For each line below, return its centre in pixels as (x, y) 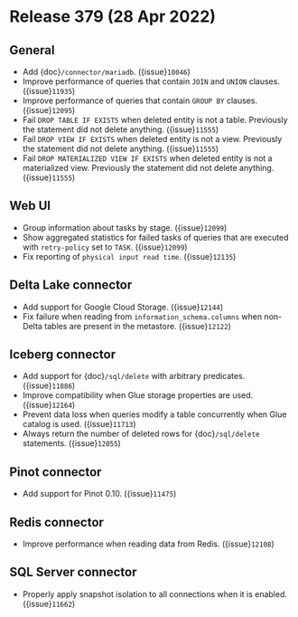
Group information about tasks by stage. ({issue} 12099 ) (125, 227)
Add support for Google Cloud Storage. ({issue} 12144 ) (123, 307)
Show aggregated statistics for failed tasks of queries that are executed (155, 237)
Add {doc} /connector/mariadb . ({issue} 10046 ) (107, 71)
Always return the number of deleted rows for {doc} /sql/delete (141, 434)
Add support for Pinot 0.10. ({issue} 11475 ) (99, 494)
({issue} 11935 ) (49, 91)
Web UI (30, 206)
